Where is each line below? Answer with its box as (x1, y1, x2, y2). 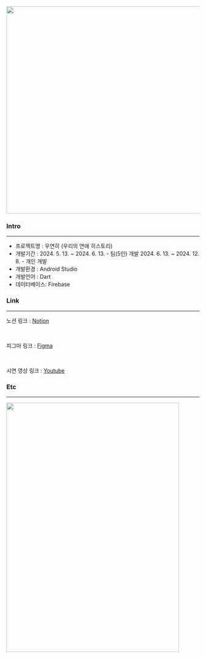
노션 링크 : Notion (6, 317, 49, 324)
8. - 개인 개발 (15, 258, 47, 265)
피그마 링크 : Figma (6, 342, 53, 349)
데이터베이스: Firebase (15, 281, 71, 288)
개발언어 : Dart (15, 273, 51, 281)
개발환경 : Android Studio (15, 265, 78, 273)
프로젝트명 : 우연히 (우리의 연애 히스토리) (15, 242, 113, 250)
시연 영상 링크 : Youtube (6, 366, 65, 374)
